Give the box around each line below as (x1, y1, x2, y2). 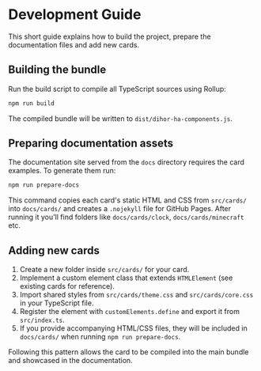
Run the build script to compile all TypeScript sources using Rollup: (8, 84, 227, 93)
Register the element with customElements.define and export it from (19, 307, 240, 316)
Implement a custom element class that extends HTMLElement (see (19, 273, 233, 282)
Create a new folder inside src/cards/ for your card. (19, 265, 190, 274)
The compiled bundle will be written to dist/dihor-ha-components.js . (8, 113, 233, 123)
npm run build (8, 99, 55, 108)
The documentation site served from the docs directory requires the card (8, 157, 245, 167)
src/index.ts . (19, 315, 65, 325)
